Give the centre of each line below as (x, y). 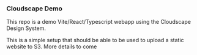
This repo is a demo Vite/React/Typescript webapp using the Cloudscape (99, 22)
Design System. (26, 28)
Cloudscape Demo (34, 9)
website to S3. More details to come (52, 46)
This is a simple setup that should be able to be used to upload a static (95, 40)
